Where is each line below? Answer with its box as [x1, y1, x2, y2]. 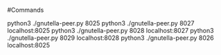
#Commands [7, 6, 44, 14]
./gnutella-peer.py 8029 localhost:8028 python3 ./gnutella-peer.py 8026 [7, 34, 214, 42]
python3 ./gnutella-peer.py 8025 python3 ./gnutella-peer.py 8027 [7, 19, 195, 27]
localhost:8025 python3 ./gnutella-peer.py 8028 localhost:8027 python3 [7, 27, 214, 34]
